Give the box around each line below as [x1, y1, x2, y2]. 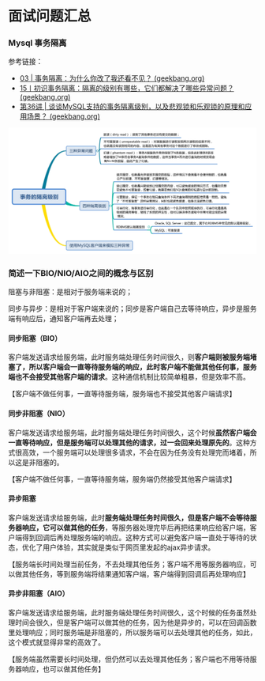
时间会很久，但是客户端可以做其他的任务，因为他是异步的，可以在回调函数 [14, 618, 257, 627]
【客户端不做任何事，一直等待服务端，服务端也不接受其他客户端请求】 [8, 389, 237, 399]
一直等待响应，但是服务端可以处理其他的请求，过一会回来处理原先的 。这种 [8, 437, 250, 447]
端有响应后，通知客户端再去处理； [8, 314, 119, 323]
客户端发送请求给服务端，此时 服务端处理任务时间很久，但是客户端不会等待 [8, 513, 250, 522]
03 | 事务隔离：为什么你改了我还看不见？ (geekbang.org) [19, 74, 205, 83]
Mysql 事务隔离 [8, 37, 67, 48]
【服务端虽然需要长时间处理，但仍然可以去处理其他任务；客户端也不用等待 [8, 654, 250, 664]
